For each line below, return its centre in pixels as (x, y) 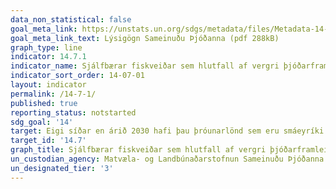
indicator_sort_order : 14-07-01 (77, 76)
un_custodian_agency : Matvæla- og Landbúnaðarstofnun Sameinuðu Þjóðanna (167, 159)
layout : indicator (48, 85)
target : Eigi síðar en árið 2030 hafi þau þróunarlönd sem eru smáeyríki (167, 131)
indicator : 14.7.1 (48, 57)
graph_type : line (46, 47)
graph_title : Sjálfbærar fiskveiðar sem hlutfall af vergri (138, 150)
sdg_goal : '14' (42, 122)
